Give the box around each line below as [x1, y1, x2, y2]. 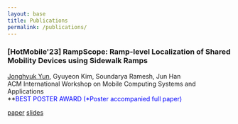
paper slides [7, 108, 44, 117]
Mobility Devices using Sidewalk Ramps [7, 56, 148, 66]
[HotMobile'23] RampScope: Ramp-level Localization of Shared [7, 47, 231, 57]
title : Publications [7, 17, 69, 24]
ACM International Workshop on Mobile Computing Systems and [7, 79, 197, 88]
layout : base [7, 10, 46, 18]
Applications [7, 86, 44, 96]
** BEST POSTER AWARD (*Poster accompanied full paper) [7, 94, 183, 103]
